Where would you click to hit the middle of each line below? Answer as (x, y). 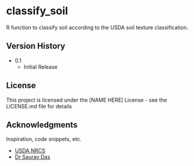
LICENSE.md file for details (39, 106)
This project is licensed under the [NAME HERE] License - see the (87, 100)
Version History (36, 46)
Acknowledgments (42, 125)
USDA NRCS (30, 151)
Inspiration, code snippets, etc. (44, 139)
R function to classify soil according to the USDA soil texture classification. (97, 27)
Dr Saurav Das (32, 157)
